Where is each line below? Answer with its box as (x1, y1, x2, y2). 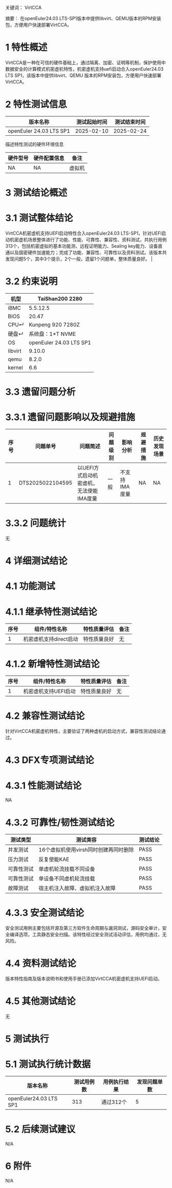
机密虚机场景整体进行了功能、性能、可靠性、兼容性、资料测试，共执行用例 (9, 237, 167, 242)
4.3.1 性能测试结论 (5, 780, 82, 791)
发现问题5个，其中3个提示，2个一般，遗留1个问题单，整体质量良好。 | (5, 256, 153, 262)
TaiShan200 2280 (37, 295, 83, 302)
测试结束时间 (114, 118, 146, 126)
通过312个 (101, 1098, 127, 1106)
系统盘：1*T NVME (29, 330, 76, 337)
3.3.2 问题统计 (5, 517, 67, 529)
